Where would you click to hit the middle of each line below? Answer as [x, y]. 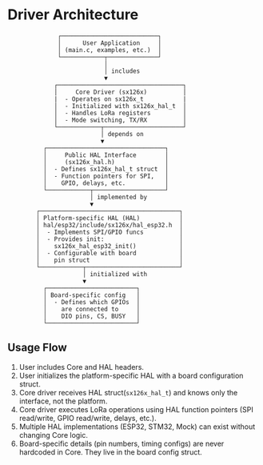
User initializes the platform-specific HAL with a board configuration [131, 375]
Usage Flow [37, 348]
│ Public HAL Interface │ [106, 155]
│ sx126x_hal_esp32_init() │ [110, 246]
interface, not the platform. [63, 401]
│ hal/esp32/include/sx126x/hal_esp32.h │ [110, 225]
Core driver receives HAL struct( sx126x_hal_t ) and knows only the [128, 392]
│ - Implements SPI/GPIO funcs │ [110, 232]
